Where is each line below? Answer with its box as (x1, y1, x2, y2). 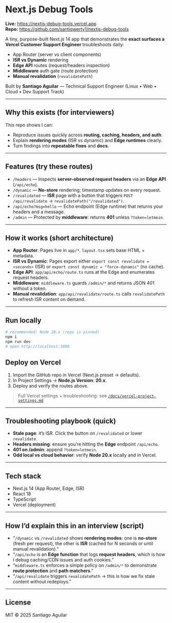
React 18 (12, 491, 31, 497)
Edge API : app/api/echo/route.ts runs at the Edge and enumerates (12, 269, 155, 275)
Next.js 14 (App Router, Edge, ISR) (12, 486, 84, 492)
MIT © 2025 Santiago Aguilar (5, 612, 68, 618)
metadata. (12, 253, 34, 259)
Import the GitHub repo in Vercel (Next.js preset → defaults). (12, 372, 140, 378)
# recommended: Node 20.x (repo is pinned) (5, 330, 100, 335)
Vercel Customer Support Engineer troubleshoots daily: (5, 41, 124, 47)
